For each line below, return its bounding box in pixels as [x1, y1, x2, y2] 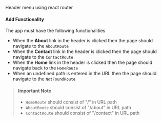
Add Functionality [5, 16, 45, 22]
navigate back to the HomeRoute [12, 65, 78, 71]
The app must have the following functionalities [5, 28, 106, 34]
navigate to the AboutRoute [12, 43, 69, 49]
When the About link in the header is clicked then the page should [12, 38, 153, 44]
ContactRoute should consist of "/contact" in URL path [25, 110, 140, 116]
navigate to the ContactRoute [12, 54, 73, 60]
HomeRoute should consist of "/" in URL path [25, 99, 117, 105]
